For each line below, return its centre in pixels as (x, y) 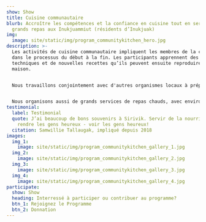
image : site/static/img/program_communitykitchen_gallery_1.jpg (101, 147)
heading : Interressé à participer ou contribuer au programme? (94, 198)
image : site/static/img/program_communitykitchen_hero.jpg (89, 40)
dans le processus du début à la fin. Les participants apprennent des (105, 57)
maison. (22, 69)
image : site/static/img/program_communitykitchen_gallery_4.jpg (101, 181)
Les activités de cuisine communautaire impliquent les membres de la (104, 52)
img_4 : (20, 176)
